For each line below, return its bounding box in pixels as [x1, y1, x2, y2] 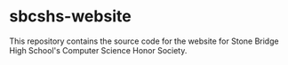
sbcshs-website [9, 6, 132, 27]
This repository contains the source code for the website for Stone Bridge [9, 36, 279, 46]
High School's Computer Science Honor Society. [9, 45, 188, 55]
